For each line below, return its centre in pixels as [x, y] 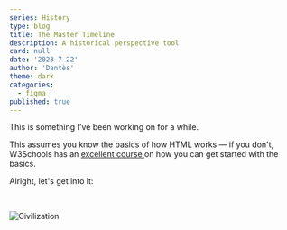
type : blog [30, 26]
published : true [40, 101]
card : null [30, 51]
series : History [40, 18]
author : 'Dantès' [42, 69]
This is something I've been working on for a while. [104, 127]
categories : [32, 85]
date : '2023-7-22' [44, 60]
